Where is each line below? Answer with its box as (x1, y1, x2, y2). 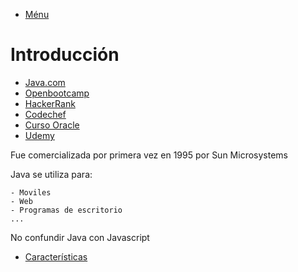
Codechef (24, 108, 67, 120)
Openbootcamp (24, 87, 90, 99)
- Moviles (10, 187, 52, 198)
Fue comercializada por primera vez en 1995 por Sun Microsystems (10, 149, 288, 161)
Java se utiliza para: (10, 168, 93, 180)
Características (24, 250, 88, 263)
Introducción (10, 44, 120, 66)
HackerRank (24, 97, 76, 109)
